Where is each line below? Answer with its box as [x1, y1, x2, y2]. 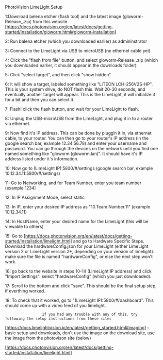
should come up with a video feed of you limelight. [5, 303, 106, 308]
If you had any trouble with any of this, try [42, 312, 138, 317]
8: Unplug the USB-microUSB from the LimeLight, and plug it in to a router [5, 116, 153, 121]
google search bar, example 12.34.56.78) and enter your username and [5, 140, 147, 146]
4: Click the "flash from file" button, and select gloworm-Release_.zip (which [5, 57, 158, 63]
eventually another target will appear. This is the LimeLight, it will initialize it [5, 92, 155, 97]
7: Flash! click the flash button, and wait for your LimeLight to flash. [5, 106, 139, 112]
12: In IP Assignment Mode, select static [5, 194, 85, 200]
